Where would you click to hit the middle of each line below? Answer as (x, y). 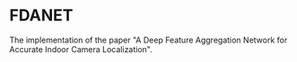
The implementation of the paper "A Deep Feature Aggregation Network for (148, 40)
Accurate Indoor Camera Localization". (81, 49)
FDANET (41, 15)
